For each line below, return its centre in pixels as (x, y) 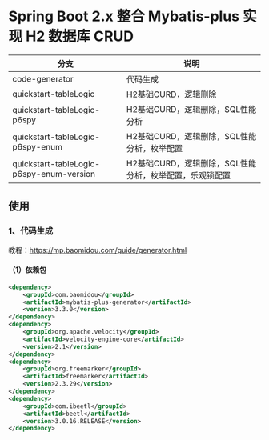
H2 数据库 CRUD (80, 36)
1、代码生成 (31, 231)
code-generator (43, 78)
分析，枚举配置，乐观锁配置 (179, 175)
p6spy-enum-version (54, 174)
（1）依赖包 (28, 270)
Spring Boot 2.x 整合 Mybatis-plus (124, 16)
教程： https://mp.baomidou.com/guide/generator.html (98, 250)
